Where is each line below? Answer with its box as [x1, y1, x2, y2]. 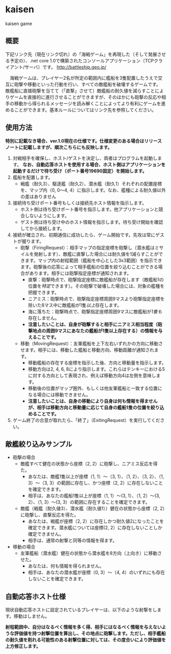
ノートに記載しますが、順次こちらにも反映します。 [5, 144, 112, 150]
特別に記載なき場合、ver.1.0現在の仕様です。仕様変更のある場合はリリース [5, 138, 162, 144]
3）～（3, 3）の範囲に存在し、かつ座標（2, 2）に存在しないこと [28, 480, 163, 486]
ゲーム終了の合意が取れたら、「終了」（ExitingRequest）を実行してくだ [12, 417, 160, 423]
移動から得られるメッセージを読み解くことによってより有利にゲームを [14, 100, 161, 106]
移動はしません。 [13, 613, 50, 619]
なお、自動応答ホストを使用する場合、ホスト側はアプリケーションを [22, 161, 166, 167]
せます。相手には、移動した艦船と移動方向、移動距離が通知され [20, 347, 155, 353]
